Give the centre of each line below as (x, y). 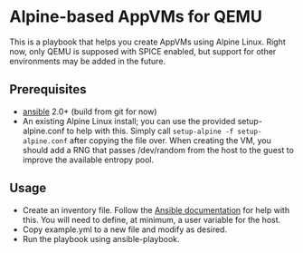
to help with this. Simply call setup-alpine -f (150, 131)
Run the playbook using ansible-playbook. (101, 238)
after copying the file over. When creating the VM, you (170, 140)
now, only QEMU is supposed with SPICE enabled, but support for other (143, 51)
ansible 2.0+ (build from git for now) (90, 112)
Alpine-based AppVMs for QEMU (136, 17)
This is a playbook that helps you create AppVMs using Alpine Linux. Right (148, 42)
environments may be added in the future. (87, 61)
